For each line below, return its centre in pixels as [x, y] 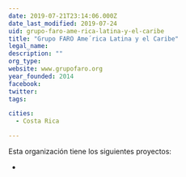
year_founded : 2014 [41, 76]
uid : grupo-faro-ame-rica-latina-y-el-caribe [86, 31]
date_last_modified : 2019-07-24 [63, 24]
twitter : [23, 91]
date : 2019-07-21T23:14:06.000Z [63, 16]
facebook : [25, 84]
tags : [17, 99]
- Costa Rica [38, 121]
